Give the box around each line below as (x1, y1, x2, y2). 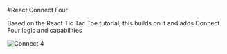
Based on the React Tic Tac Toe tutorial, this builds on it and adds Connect (7, 19, 220, 27)
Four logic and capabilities (7, 27, 82, 34)
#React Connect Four (7, 6, 68, 14)
